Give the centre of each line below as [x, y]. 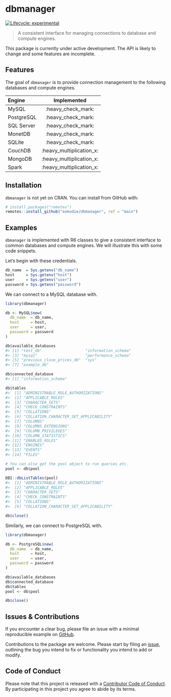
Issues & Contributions [42, 616]
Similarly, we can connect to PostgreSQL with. [54, 526]
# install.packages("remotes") [39, 207]
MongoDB [20, 159]
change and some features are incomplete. [51, 54]
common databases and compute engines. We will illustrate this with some [84, 246]
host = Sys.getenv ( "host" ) [39, 275]
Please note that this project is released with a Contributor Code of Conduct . [86, 683]
